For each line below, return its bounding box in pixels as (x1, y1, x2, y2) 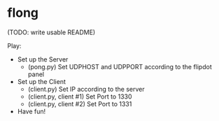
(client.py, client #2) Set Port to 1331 (27, 99, 132, 108)
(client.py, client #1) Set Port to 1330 (27, 92, 132, 101)
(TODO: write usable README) (7, 28, 96, 36)
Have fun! (17, 107, 46, 115)
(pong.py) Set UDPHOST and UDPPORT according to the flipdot (27, 62, 212, 71)
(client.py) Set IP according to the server (27, 85, 145, 93)
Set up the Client (17, 77, 66, 85)
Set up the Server (17, 55, 69, 64)
